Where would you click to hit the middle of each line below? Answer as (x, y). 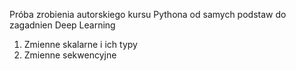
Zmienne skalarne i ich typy (80, 44)
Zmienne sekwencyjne (70, 55)
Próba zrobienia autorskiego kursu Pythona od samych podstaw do (148, 14)
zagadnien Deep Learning (62, 25)
